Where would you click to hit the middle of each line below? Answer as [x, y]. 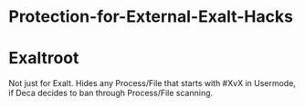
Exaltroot [44, 58]
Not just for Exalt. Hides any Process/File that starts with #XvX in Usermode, [152, 83]
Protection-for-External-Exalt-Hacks [151, 17]
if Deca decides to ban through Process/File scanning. [111, 93]
